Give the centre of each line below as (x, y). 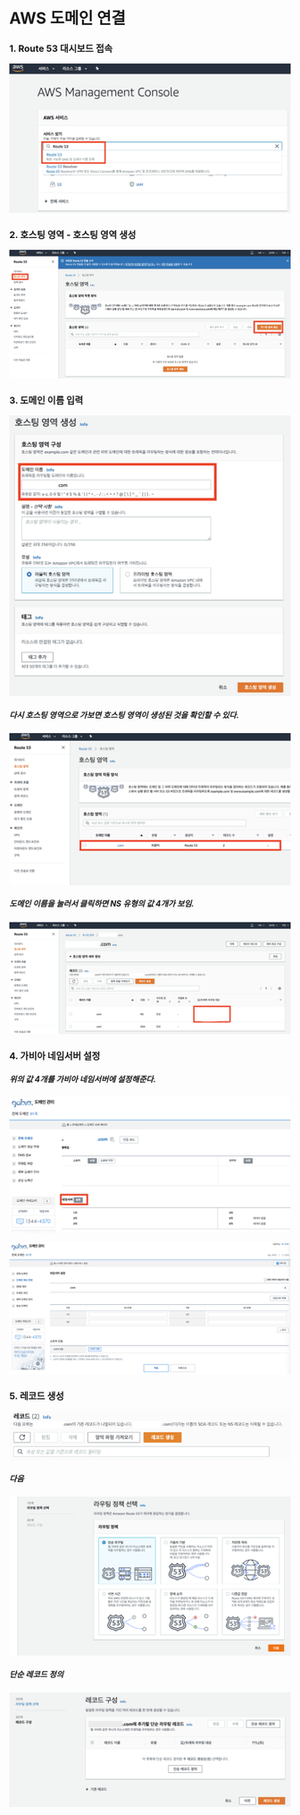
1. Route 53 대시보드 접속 (61, 48)
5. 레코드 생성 (37, 1396)
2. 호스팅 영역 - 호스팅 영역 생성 (73, 234)
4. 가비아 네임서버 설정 (55, 1056)
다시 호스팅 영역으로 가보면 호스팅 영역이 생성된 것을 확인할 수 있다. (124, 715)
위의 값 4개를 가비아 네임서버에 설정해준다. (83, 1078)
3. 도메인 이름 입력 (46, 401)
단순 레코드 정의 (37, 1674)
